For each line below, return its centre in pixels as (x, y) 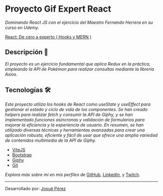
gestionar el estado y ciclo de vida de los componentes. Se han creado (76, 109)
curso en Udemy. (22, 27)
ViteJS (19, 149)
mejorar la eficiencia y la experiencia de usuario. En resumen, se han (74, 125)
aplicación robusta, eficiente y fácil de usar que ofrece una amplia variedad (81, 135)
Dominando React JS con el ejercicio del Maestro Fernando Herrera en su (79, 22)
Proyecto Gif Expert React (58, 9)
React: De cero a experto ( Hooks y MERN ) (48, 37)
